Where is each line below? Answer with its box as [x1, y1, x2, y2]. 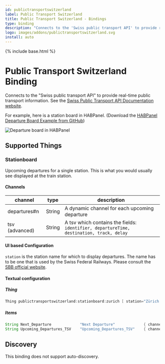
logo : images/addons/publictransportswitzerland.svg [5, 30, 115, 35]
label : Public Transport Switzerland [5, 12, 82, 17]
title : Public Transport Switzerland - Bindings [5, 16, 107, 21]
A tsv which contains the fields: [64, 219, 137, 226]
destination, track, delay [64, 230, 128, 236]
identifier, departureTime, [64, 225, 130, 231]
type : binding [5, 21, 34, 26]
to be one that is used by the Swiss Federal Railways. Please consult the [5, 258, 151, 264]
